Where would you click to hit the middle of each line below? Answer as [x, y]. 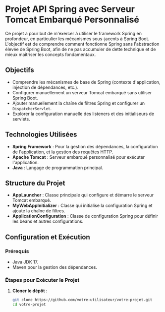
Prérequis [17, 251]
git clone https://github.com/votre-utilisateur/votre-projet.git [82, 300]
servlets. [21, 119]
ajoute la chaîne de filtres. [39, 211]
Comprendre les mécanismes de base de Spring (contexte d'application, [86, 82]
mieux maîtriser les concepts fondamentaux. [51, 54]
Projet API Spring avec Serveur [70, 9]
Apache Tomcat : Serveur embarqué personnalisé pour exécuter [79, 157]
